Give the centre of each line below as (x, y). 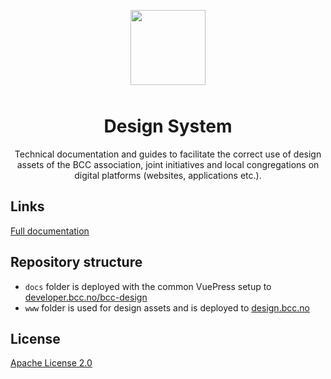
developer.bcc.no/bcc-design (86, 297)
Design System (168, 126)
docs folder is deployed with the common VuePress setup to (148, 286)
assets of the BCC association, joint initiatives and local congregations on (168, 164)
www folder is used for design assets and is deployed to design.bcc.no (167, 307)
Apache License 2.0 (51, 363)
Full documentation (50, 231)
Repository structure (76, 262)
